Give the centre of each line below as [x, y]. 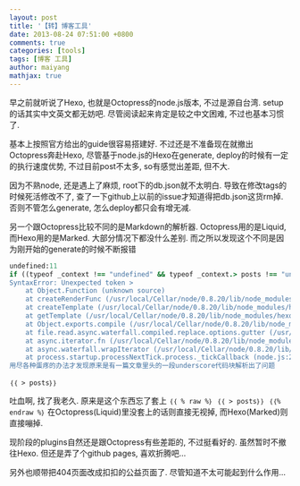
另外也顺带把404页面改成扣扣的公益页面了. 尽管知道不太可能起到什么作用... [147, 473]
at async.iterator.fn [65, 341]
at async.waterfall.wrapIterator [87, 349]
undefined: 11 [33, 266]
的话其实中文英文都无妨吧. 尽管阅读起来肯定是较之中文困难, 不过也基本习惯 [146, 114]
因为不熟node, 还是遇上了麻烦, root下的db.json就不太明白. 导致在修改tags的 [148, 185]
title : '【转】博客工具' [50, 26]
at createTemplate [59, 308]
